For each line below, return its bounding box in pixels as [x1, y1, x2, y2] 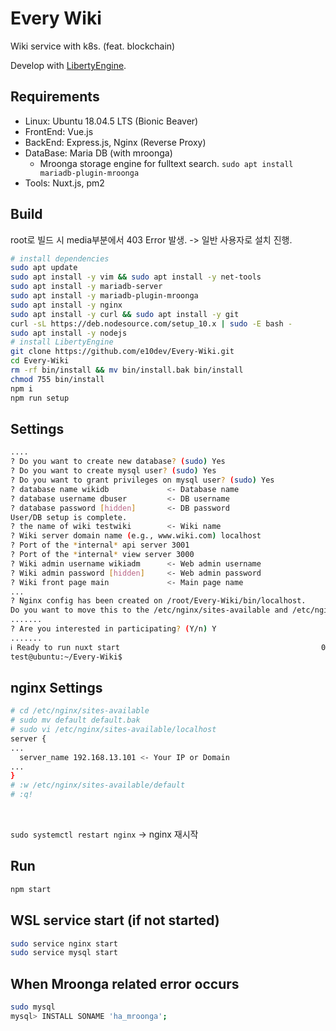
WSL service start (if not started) [10, 912, 220, 929]
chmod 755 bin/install [10, 374, 105, 384]
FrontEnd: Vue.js [24, 125, 94, 137]
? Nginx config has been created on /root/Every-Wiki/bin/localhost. [10, 596, 307, 606]
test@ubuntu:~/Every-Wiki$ [10, 652, 123, 662]
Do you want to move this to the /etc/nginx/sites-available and [10, 605, 288, 616]
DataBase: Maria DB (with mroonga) [24, 147, 173, 159]
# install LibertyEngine [10, 337, 114, 347]
